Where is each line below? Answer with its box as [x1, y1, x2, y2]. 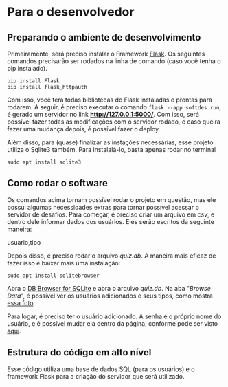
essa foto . [7, 298, 36, 307]
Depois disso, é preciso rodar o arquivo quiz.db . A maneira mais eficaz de [7, 252, 216, 260]
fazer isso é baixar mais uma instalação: [7, 258, 121, 267]
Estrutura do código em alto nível [7, 346, 152, 358]
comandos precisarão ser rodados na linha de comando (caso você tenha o [7, 57, 221, 65]
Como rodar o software [7, 177, 108, 189]
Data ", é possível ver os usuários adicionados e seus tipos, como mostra [7, 291, 213, 300]
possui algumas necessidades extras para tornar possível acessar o [7, 203, 199, 211]
